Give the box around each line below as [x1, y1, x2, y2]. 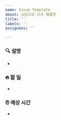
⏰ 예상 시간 [5, 99, 31, 106]
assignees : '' [5, 26, 35, 31]
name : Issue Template [5, 7, 50, 12]
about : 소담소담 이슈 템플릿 [5, 12, 56, 17]
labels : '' [5, 21, 28, 26]
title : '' [5, 16, 26, 21]
